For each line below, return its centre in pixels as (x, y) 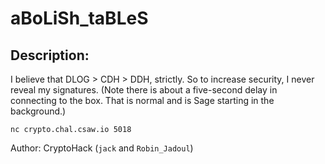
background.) (38, 111)
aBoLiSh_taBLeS (79, 18)
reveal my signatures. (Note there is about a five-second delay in (144, 90)
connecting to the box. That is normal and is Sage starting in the (142, 100)
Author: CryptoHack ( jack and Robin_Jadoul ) (102, 148)
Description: (50, 55)
